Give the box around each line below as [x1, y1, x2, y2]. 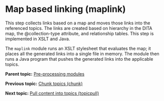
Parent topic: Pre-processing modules [5, 71, 85, 77]
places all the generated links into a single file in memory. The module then [5, 51, 159, 57]
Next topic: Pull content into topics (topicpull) [5, 90, 99, 96]
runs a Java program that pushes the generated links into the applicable [5, 56, 153, 62]
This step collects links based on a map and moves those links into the [5, 20, 150, 26]
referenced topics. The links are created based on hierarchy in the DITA [5, 25, 152, 31]
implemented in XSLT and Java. [5, 36, 70, 42]
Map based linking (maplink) [5, 3, 126, 15]
